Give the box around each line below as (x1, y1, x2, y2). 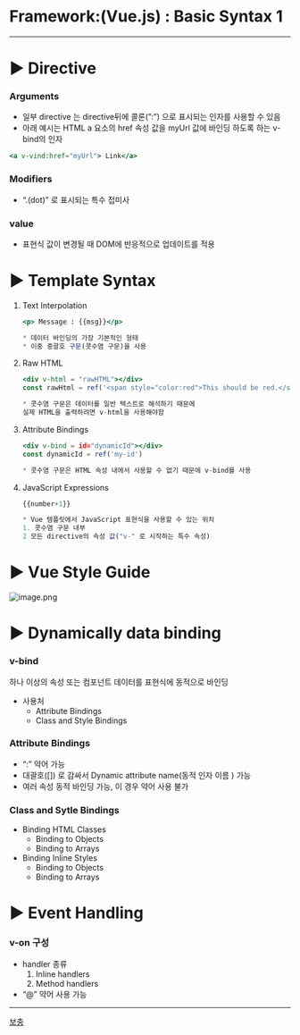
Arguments (9, 90, 60, 103)
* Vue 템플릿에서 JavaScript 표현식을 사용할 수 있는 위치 (21, 516, 215, 525)
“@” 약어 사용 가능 (21, 989, 87, 999)
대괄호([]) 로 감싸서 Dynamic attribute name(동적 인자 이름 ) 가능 (21, 770, 252, 780)
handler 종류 (21, 958, 68, 969)
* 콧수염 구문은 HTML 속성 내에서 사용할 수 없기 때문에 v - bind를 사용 (21, 466, 252, 475)
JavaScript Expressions (21, 482, 110, 492)
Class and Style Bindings (35, 715, 128, 726)
